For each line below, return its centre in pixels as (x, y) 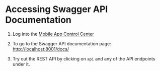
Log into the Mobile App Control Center (53, 34)
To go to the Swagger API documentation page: (62, 43)
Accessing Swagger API (57, 9)
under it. (21, 64)
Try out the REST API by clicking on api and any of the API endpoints (84, 58)
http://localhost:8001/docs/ (41, 49)
